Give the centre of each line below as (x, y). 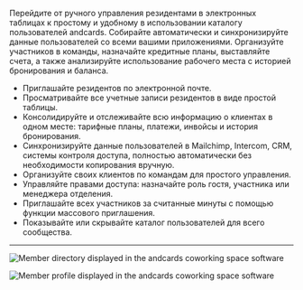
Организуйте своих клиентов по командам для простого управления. (156, 174)
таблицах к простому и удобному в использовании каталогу (126, 23)
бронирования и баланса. (59, 70)
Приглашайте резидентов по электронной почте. (117, 88)
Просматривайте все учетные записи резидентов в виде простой (149, 98)
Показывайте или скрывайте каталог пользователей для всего (143, 222)
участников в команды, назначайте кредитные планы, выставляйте (140, 51)
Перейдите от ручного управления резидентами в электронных (133, 13)
